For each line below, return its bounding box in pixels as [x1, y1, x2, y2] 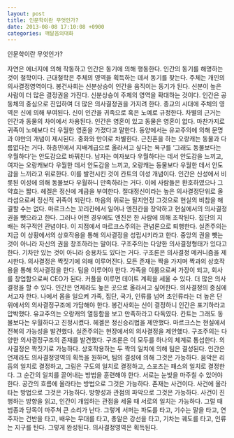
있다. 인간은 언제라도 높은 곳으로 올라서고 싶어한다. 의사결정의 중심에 [41, 283, 227, 292]
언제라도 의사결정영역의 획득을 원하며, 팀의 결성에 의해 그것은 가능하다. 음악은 [7, 353, 218, 362]
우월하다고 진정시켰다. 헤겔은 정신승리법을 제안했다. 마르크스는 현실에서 [31, 318, 226, 327]
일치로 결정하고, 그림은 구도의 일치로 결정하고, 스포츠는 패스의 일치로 [20, 362, 207, 371]
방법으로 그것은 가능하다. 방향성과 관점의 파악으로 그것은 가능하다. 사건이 [20, 388, 218, 397]
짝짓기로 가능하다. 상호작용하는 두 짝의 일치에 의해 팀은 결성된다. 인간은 [31, 344, 226, 353]
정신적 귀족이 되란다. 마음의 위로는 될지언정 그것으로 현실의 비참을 [37, 196, 217, 204]
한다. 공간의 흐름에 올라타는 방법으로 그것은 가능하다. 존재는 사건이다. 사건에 [7, 379, 214, 388]
